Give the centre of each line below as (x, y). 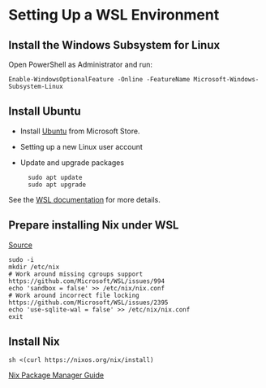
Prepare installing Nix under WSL (94, 225)
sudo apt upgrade (57, 185)
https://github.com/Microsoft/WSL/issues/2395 (88, 303)
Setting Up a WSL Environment (114, 15)
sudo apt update (55, 177)
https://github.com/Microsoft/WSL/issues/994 (86, 281)
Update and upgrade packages (72, 162)
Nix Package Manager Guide (56, 375)
